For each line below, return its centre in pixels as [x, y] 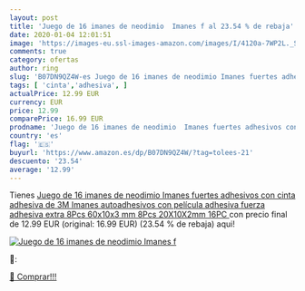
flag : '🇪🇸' [32, 144]
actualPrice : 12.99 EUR [54, 93]
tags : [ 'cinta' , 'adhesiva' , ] [69, 85]
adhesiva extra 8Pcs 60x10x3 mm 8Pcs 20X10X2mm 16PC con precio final [148, 215]
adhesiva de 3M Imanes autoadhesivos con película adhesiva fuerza [138, 205]
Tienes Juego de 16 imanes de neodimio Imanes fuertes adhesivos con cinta [152, 195]
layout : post [34, 18]
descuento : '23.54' [46, 161]
